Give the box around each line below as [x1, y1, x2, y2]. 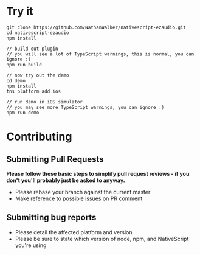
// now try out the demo [6, 72, 69, 79]
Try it [6, 4, 33, 18]
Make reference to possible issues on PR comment [15, 195, 143, 202]
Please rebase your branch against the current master [15, 188, 151, 195]
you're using [15, 242, 47, 249]
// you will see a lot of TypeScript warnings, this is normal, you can [6, 51, 195, 57]
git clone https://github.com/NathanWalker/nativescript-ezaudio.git [6, 24, 187, 30]
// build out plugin [6, 46, 59, 52]
